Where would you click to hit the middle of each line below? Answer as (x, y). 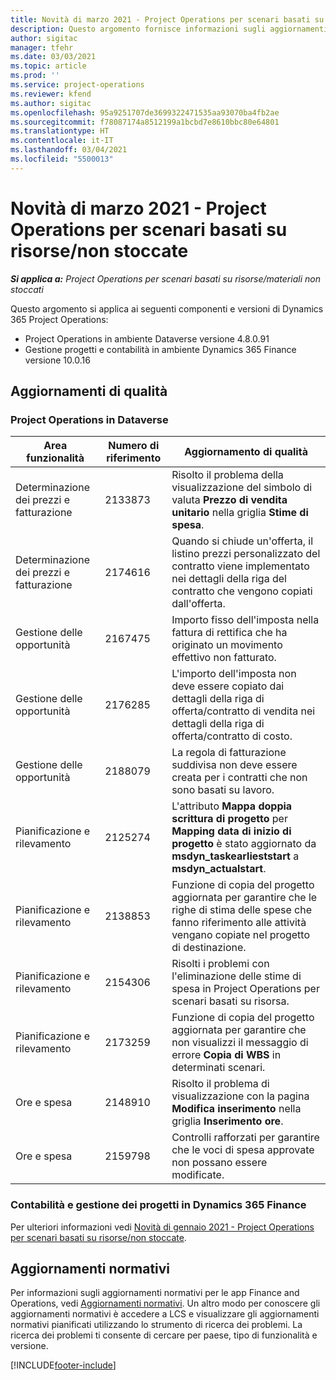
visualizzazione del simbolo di (242, 488)
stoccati (27, 289)
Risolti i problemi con (220, 964)
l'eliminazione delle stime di (236, 976)
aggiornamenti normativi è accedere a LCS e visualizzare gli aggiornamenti (165, 1314)
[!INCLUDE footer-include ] (63, 1365)
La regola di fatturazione (229, 753)
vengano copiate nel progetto (241, 935)
